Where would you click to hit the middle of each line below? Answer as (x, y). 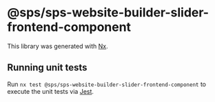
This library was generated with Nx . (58, 46)
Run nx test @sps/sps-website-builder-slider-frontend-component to (107, 84)
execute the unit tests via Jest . (51, 91)
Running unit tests (47, 67)
